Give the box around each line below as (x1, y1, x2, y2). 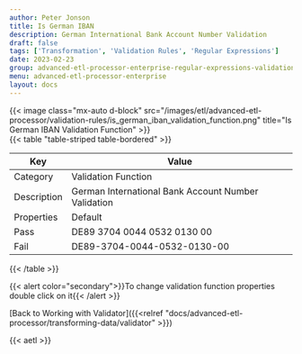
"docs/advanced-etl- (164, 307, 244, 318)
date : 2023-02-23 (9, 55, 75, 64)
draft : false (9, 38, 58, 48)
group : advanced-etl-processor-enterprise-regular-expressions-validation (9, 64, 296, 73)
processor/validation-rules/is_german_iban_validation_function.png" (9, 114, 262, 125)
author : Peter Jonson (9, 13, 91, 23)
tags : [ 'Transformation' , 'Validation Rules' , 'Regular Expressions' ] (9, 47, 280, 56)
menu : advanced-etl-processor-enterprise (9, 72, 167, 81)
